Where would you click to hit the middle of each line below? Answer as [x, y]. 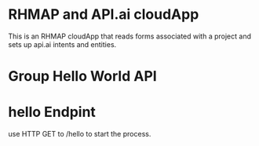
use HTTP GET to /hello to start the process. [80, 134]
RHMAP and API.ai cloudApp [104, 15]
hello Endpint [52, 112]
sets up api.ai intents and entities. [62, 44]
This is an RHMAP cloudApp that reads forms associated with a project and [129, 36]
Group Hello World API [82, 77]
